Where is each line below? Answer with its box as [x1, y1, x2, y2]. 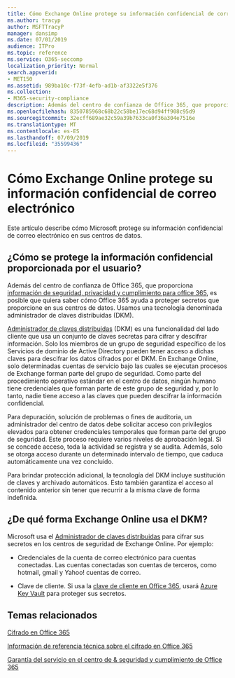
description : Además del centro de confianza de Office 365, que [7, 102, 201, 109]
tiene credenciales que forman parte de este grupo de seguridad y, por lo [7, 384, 219, 393]
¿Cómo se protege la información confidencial [7, 252, 213, 264]
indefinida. [7, 493, 38, 501]
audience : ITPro [7, 43, 55, 50]
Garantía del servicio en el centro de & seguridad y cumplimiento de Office [7, 655, 222, 663]
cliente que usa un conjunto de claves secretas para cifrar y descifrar [7, 332, 208, 340]
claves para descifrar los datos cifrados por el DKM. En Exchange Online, [7, 354, 218, 362]
